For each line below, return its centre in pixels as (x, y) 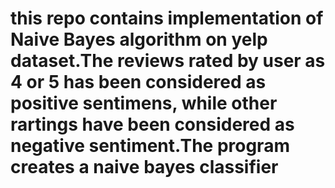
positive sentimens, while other (144, 103)
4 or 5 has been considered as (138, 82)
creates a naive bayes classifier (144, 167)
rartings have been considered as (152, 124)
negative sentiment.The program (150, 146)
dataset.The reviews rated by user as (168, 61)
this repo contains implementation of (167, 18)
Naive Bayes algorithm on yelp (139, 39)
